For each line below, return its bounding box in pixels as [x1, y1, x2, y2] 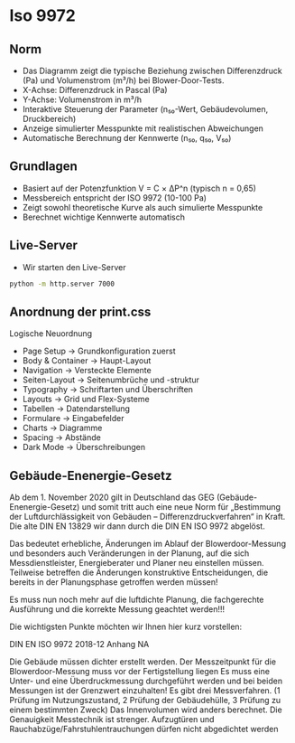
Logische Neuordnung [9, 328, 93, 339]
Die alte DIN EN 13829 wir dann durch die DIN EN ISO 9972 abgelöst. [9, 521, 266, 531]
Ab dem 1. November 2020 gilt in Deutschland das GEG [9, 492, 215, 503]
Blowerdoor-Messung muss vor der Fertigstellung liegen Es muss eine [9, 666, 271, 677]
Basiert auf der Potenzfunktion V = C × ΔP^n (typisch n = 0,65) [22, 183, 257, 193]
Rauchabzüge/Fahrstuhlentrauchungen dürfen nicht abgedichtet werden [9, 724, 279, 735]
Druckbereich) [22, 114, 77, 124]
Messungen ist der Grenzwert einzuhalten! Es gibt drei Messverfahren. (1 [9, 685, 281, 696]
